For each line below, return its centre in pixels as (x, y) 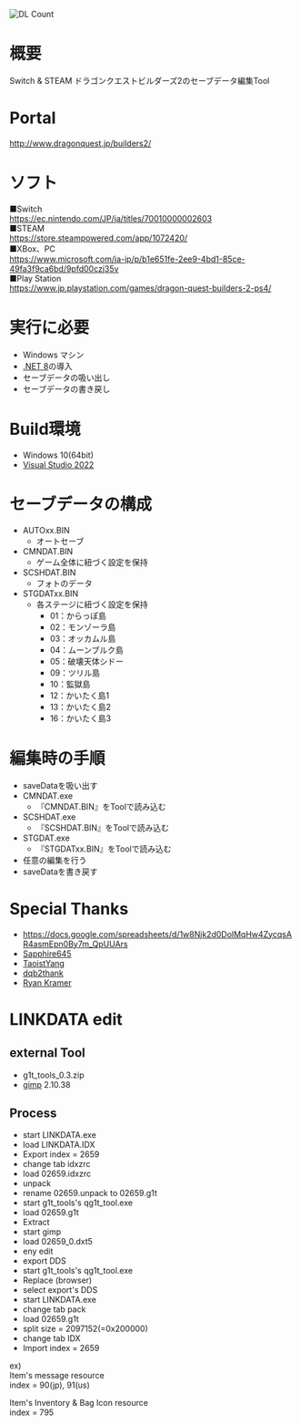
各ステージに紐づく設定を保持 (92, 604)
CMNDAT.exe (48, 795)
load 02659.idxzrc (57, 1174)
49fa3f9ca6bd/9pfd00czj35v (64, 268)
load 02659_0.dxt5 (58, 1242)
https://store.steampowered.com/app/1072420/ (99, 238)
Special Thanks (69, 909)
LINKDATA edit (66, 1019)
